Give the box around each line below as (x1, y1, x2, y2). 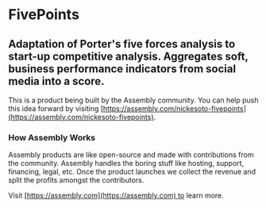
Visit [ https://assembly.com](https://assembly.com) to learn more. (8, 191, 224, 200)
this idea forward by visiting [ (8, 104, 104, 113)
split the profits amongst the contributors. (8, 175, 145, 185)
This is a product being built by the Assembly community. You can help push (8, 95, 259, 105)
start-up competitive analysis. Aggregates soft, (8, 49, 249, 63)
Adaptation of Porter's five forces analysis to (8, 37, 236, 51)
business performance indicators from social (8, 62, 237, 75)
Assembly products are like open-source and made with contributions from (8, 150, 254, 160)
